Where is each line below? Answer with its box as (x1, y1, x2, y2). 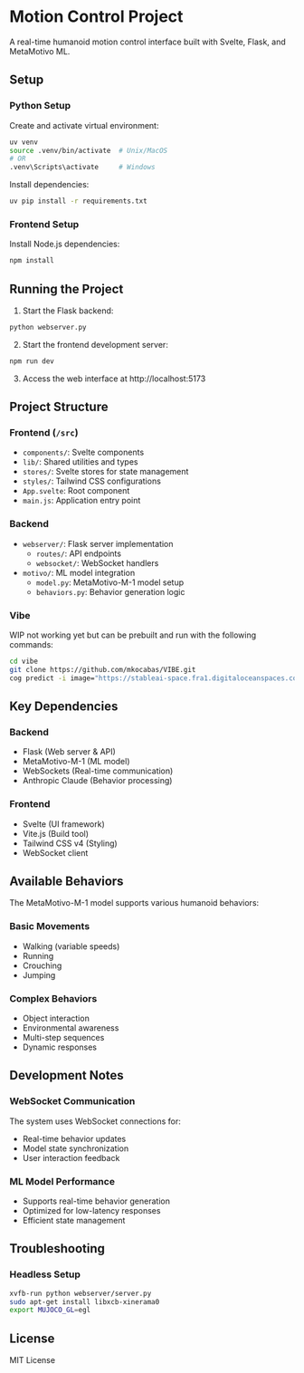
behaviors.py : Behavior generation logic (35, 586, 185, 597)
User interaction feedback (22, 1152, 120, 1163)
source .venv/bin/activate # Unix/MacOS (9, 146, 168, 155)
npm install (9, 256, 54, 265)
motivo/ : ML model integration (22, 567, 136, 578)
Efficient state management (22, 1215, 126, 1226)
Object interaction (22, 1013, 90, 1024)
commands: (9, 639, 54, 650)
